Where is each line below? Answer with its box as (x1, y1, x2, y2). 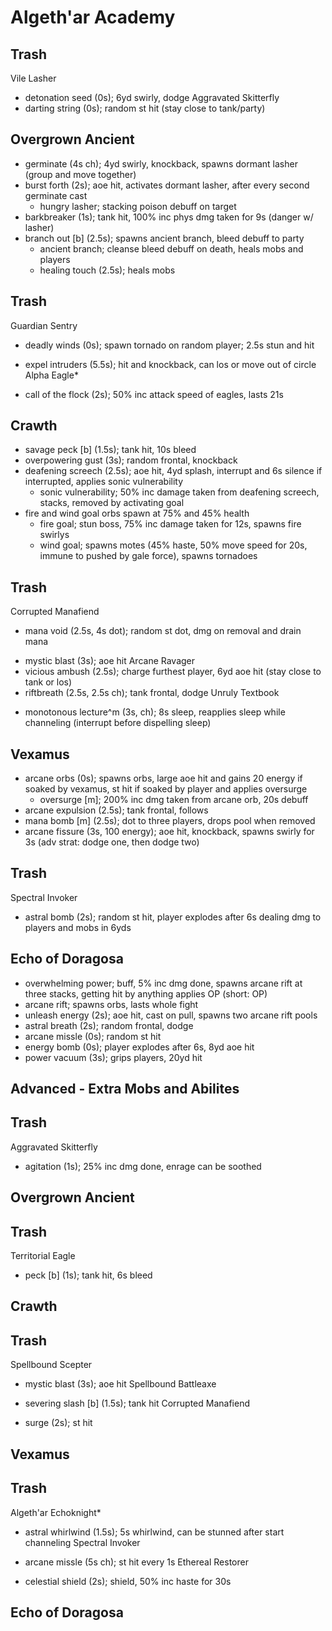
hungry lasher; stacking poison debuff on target (39, 200, 237, 212)
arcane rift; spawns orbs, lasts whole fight (24, 998, 199, 1010)
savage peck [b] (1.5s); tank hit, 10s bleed (24, 444, 197, 456)
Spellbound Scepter (10, 1359, 93, 1371)
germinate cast (24, 189, 88, 201)
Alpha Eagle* (24, 369, 79, 381)
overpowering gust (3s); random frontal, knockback (24, 454, 238, 466)
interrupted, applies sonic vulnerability (24, 476, 184, 488)
